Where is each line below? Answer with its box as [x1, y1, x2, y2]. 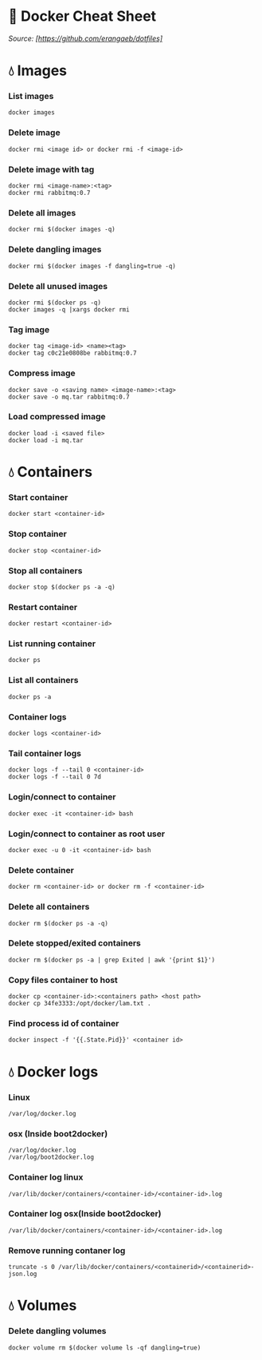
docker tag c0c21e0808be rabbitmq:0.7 [8, 349, 137, 358]
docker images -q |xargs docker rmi [8, 305, 130, 314]
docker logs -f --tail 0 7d [8, 773, 102, 781]
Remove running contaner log [8, 1245, 126, 1256]
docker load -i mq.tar [8, 436, 84, 444]
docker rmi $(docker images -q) [8, 225, 115, 234]
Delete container [8, 864, 74, 875]
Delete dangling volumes [8, 1326, 107, 1337]
